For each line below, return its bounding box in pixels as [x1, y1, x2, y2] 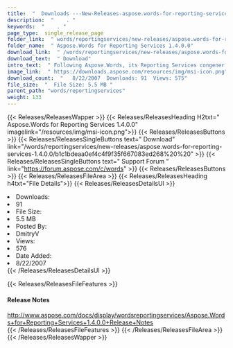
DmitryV [16, 229, 40, 238]
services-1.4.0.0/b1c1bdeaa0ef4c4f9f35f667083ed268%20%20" [7, 150, 194, 158]
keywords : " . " [7, 23, 67, 30]
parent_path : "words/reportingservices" [7, 87, 126, 94]
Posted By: [16, 223, 47, 230]
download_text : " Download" [7, 55, 92, 62]
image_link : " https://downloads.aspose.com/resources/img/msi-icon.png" [7, 68, 228, 75]
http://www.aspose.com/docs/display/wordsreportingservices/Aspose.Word [7, 311, 225, 320]
